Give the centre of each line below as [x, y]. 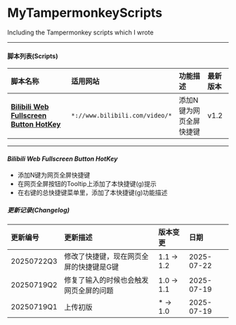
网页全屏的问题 [89, 291]
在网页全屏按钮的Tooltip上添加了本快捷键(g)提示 [87, 184]
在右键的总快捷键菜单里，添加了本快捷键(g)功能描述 [92, 193]
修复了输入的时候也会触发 [106, 280]
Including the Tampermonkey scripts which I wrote [80, 32]
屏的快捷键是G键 [92, 267]
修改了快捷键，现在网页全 [106, 256]
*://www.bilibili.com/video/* [122, 116]
